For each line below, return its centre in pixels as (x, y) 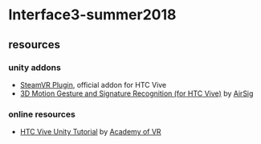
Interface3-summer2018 (92, 15)
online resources (42, 114)
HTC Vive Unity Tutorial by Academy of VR (91, 132)
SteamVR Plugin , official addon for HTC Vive (93, 84)
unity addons (35, 68)
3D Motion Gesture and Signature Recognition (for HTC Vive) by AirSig (137, 93)
